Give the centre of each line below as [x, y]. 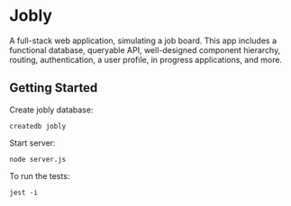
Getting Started [54, 88]
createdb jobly [38, 126]
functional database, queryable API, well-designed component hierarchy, [145, 49]
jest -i [24, 193]
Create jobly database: [51, 110]
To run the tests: [40, 175]
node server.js [38, 159]
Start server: [32, 143]
